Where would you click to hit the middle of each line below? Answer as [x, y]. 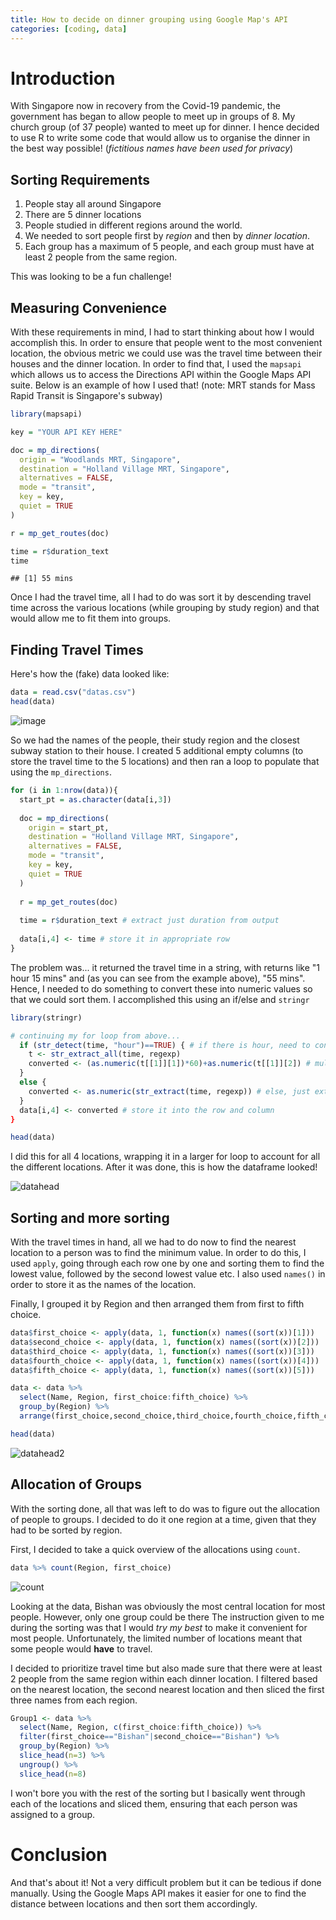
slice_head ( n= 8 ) [53, 1774]
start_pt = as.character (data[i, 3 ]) [95, 799]
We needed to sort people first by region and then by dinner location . [167, 236]
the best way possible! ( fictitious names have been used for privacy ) [152, 148]
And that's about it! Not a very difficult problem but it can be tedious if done [166, 1882]
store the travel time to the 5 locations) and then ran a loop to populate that [165, 761]
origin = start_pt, [69, 827]
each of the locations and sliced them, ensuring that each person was [154, 1803]
